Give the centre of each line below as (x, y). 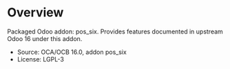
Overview (35, 13)
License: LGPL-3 (40, 59)
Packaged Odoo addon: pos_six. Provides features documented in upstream (115, 31)
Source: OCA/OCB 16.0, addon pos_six (72, 52)
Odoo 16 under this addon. (45, 38)
